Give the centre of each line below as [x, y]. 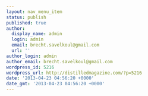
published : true [26, 23]
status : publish [26, 17]
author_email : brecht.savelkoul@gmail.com [59, 61]
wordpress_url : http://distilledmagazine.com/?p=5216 [74, 73]
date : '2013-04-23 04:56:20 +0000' [50, 78]
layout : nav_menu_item [34, 12]
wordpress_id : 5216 [30, 67]
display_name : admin [37, 34]
